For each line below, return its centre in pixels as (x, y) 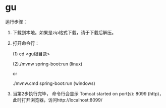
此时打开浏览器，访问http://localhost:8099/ (57, 100)
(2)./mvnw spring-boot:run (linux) (47, 64)
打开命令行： (26, 43)
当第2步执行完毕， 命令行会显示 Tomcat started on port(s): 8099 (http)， (88, 93)
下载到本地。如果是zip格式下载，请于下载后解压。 (64, 32)
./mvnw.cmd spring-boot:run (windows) (54, 83)
